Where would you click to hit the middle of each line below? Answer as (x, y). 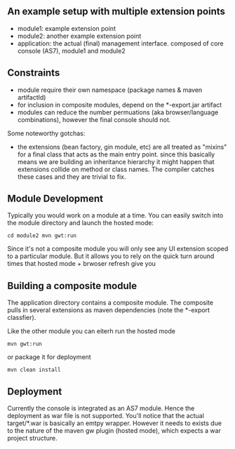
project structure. (32, 438)
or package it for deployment (49, 357)
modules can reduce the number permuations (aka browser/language (118, 112)
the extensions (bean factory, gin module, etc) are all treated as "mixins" (122, 147)
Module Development (55, 199)
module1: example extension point (66, 28)
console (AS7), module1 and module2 (71, 51)
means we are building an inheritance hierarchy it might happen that (116, 161)
